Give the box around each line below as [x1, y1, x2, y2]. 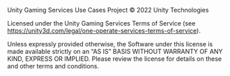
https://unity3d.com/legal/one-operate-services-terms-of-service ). [7, 27, 201, 35]
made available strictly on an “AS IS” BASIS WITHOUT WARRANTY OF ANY [7, 48, 223, 55]
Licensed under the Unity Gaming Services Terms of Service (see [7, 19, 196, 27]
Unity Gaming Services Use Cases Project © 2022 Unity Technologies [7, 6, 209, 14]
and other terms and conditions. [7, 62, 100, 70]
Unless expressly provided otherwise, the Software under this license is [7, 40, 213, 48]
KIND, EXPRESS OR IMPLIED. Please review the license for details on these [7, 55, 222, 63]
